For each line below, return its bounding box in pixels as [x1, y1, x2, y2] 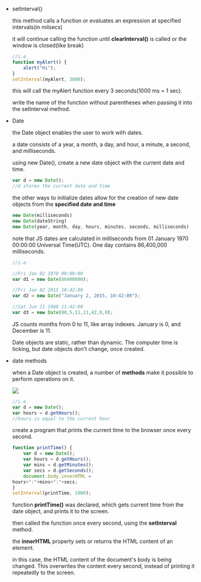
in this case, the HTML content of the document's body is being [12, 556, 172, 563]
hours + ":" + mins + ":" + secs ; [12, 478, 78, 485]
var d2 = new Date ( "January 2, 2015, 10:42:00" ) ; [12, 293, 141, 299]
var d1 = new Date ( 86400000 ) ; [12, 276, 89, 282]
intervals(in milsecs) [12, 24, 63, 30]
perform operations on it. [12, 375, 75, 383]
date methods [12, 357, 47, 364]
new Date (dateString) [12, 218, 67, 224]
